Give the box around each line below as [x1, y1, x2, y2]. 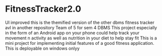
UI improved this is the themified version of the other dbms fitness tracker [5, 19, 155, 25]
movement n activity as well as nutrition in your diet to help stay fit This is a [5, 35, 157, 41]
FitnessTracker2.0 [5, 3, 81, 15]
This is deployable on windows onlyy [5, 45, 80, 51]
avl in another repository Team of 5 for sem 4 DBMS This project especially [5, 24, 157, 30]
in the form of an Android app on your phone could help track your [5, 30, 140, 36]
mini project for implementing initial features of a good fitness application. [5, 40, 155, 46]
